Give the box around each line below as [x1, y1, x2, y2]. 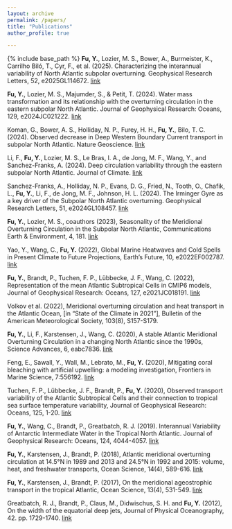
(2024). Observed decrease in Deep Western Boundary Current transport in [7, 133, 224, 141]
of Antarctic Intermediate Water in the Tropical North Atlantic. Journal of [7, 429, 213, 437]
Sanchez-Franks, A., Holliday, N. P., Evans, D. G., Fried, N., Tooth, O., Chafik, [7, 182, 225, 191]
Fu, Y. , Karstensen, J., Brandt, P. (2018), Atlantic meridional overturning [7, 450, 211, 458]
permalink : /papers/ [7, 17, 67, 24]
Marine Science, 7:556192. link [7, 373, 95, 381]
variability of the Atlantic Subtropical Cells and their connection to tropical [7, 394, 218, 402]
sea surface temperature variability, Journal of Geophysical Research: [7, 401, 207, 410]
